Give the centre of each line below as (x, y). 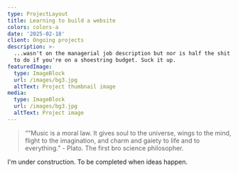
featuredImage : (30, 67)
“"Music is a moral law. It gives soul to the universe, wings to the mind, (128, 133)
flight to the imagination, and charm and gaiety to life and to (112, 140)
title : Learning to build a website (61, 21)
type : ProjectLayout (38, 14)
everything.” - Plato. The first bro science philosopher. (104, 148)
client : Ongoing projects (45, 40)
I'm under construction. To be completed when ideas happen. (98, 162)
